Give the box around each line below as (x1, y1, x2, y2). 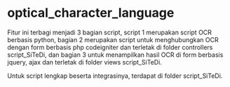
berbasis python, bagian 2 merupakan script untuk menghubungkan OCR (7, 35, 219, 43)
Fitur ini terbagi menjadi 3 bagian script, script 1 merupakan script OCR (7, 28, 212, 36)
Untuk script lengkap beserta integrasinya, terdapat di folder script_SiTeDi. (7, 72, 223, 80)
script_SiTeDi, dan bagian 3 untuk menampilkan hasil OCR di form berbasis (7, 51, 224, 59)
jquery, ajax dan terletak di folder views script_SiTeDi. (7, 58, 163, 66)
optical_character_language (7, 5, 175, 21)
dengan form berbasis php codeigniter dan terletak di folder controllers (7, 43, 213, 51)
